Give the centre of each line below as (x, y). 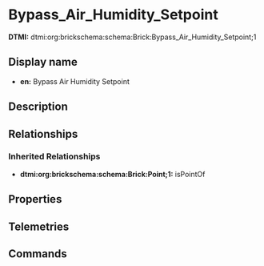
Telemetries (39, 226)
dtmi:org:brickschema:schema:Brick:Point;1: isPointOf (112, 174)
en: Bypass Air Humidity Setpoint (75, 81)
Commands (38, 254)
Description (38, 107)
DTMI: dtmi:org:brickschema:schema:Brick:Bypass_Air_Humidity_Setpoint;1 (132, 37)
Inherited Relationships (54, 156)
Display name (43, 62)
